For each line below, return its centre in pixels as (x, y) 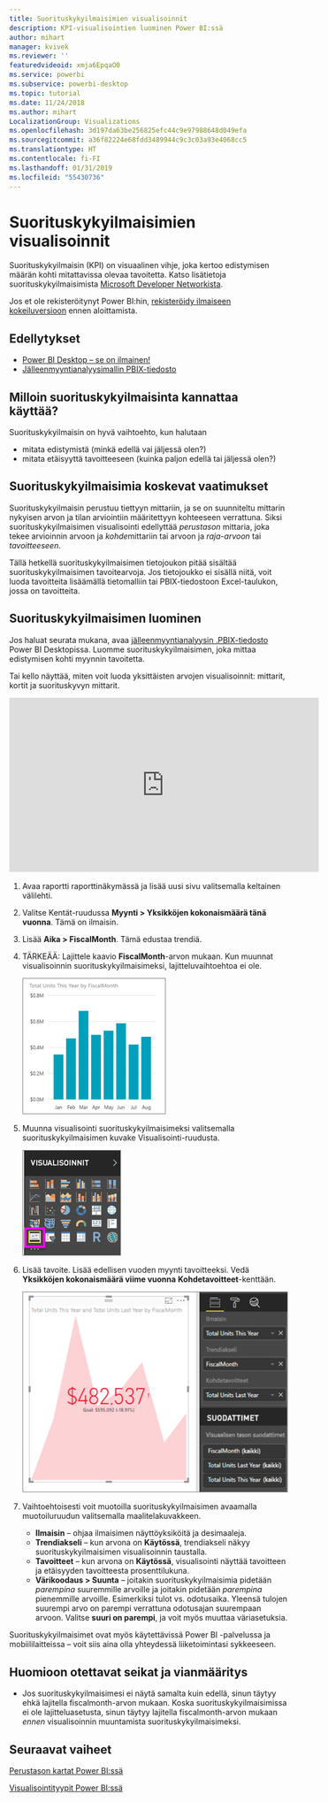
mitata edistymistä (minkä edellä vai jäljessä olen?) (114, 449)
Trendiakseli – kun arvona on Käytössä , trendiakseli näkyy (142, 1543)
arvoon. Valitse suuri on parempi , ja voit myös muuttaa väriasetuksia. (161, 1618)
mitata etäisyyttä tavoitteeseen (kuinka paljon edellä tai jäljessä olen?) (149, 459)
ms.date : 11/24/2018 (47, 103)
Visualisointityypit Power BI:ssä (66, 1788)
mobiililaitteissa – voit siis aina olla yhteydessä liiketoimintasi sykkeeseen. (143, 1645)
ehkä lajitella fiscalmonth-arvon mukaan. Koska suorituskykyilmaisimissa (154, 1703)
